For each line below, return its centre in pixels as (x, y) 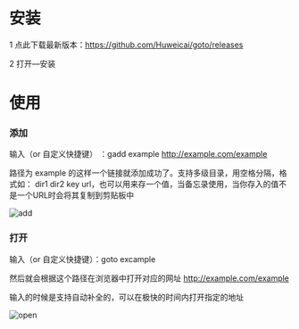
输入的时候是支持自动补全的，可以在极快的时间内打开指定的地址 (126, 297)
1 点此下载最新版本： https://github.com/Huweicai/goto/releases (126, 45)
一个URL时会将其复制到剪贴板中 (75, 195)
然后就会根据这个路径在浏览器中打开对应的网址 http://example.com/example (149, 278)
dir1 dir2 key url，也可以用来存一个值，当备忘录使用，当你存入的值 (157, 185)
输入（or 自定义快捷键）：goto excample (83, 259)
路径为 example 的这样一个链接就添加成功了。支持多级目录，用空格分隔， (144, 173)
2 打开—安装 (33, 63)
